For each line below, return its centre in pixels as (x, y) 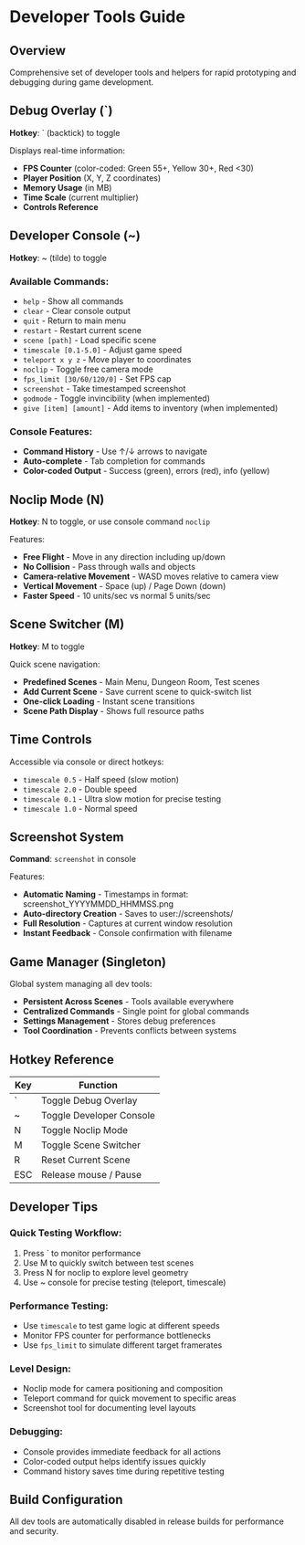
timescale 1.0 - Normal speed (80, 808)
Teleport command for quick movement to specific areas (129, 1398)
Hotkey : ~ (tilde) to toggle (58, 257)
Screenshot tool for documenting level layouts (109, 1408)
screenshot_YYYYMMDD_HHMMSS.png (98, 904)
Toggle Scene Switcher (91, 1145)
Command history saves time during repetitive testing (124, 1471)
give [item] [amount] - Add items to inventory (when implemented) (150, 407)
